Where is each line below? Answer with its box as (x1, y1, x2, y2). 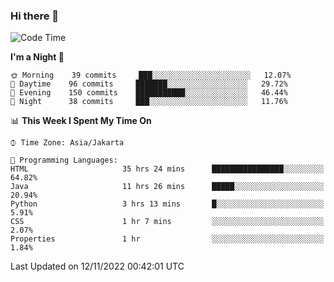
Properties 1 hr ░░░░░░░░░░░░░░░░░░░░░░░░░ (10, 234, 325, 244)
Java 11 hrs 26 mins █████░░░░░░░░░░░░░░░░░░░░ (10, 182, 325, 192)
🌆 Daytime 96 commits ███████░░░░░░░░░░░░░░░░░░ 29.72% (10, 79, 288, 89)
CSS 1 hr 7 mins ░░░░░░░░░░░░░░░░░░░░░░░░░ (10, 217, 325, 227)
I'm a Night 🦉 (10, 51, 65, 63)
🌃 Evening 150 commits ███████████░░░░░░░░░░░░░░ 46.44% (10, 88, 288, 98)
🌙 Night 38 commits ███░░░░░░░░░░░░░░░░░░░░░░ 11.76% (10, 97, 288, 107)
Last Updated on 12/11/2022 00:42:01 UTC (10, 260, 185, 273)
